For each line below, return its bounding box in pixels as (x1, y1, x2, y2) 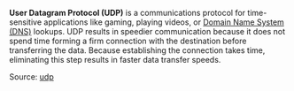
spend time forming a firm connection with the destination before (9, 35, 247, 46)
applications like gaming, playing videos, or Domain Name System (43, 17, 285, 27)
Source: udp (9, 72, 55, 82)
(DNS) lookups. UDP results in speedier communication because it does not (9, 27, 286, 36)
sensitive (9, 17, 43, 27)
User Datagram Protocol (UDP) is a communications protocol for (9, 8, 246, 18)
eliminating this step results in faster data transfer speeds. (9, 55, 221, 64)
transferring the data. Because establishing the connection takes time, (9, 45, 266, 56)
